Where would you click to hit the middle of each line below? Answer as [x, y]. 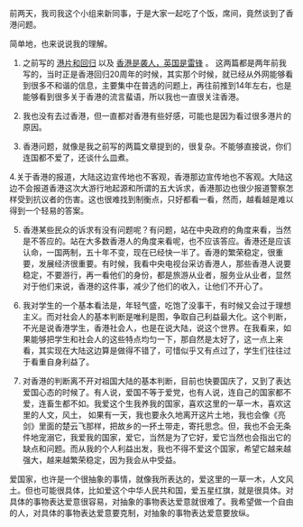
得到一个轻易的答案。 [49, 211]
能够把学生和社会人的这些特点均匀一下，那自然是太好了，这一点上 [153, 339]
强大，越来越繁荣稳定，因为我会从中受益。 [101, 460]
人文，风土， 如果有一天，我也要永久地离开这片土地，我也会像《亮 [162, 415]
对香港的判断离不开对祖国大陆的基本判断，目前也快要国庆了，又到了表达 [156, 381]
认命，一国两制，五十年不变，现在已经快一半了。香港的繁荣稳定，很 [149, 252]
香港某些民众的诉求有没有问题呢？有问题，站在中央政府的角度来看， [149, 230]
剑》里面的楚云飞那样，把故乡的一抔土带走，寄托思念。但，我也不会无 [153, 426]
